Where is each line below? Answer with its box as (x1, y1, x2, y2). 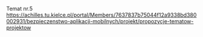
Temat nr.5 (6, 5, 33, 12)
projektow (6, 24, 31, 31)
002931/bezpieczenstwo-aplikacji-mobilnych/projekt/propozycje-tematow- (6, 18, 194, 24)
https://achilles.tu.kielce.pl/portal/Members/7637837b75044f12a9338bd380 (6, 11, 197, 18)
